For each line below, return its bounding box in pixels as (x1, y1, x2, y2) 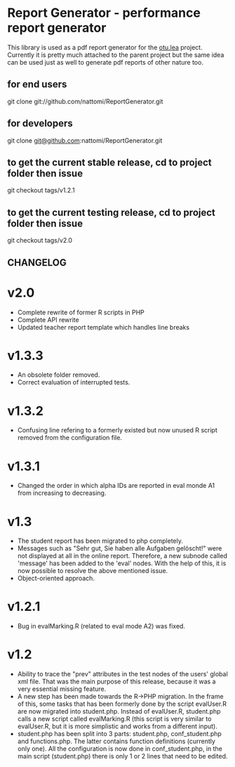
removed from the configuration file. (17, 434, 123, 442)
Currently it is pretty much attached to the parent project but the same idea (7, 51, 224, 59)
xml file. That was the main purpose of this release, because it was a (17, 677, 216, 686)
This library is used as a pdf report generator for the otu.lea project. (7, 43, 203, 51)
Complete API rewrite (17, 315, 79, 324)
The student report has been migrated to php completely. (17, 536, 184, 546)
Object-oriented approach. (17, 574, 95, 583)
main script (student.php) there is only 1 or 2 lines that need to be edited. (17, 752, 228, 761)
